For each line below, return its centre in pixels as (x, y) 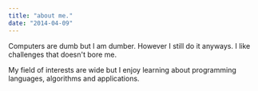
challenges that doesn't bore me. (63, 54)
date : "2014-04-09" (41, 23)
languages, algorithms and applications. (74, 78)
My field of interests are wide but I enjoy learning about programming (123, 69)
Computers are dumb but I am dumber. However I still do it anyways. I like (129, 45)
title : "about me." (41, 16)
